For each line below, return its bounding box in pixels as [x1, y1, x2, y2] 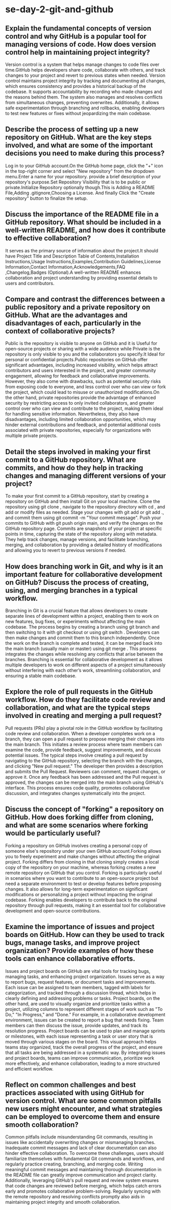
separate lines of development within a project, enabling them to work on [5, 613, 159, 619]
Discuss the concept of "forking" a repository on [5, 805, 164, 813]
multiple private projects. [5, 433, 58, 439]
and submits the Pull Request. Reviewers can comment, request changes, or [5, 768, 166, 775]
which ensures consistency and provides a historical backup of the [5, 83, 146, 89]
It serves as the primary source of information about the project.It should [5, 247, 158, 253]
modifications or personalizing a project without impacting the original [5, 891, 153, 897]
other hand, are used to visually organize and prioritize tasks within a [5, 1000, 151, 1007]
